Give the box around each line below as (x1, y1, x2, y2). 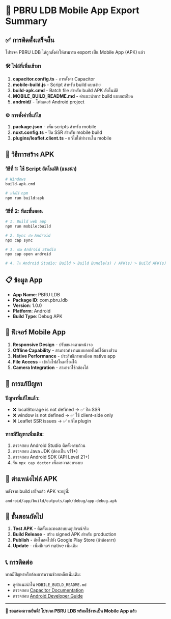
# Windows (5, 177, 26, 182)
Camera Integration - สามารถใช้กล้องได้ (12, 364, 89, 371)
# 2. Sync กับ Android (5, 233, 51, 238)
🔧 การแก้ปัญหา (5, 379, 43, 388)
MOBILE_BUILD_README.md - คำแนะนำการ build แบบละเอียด (12, 93, 133, 99)
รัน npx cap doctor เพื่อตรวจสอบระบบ (12, 459, 83, 465)
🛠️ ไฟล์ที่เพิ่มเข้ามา (5, 62, 41, 69)
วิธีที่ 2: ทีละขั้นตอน (5, 207, 43, 214)
